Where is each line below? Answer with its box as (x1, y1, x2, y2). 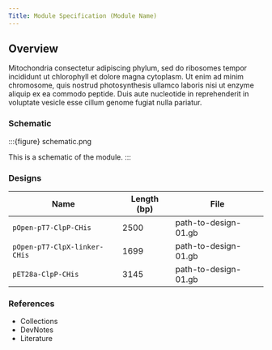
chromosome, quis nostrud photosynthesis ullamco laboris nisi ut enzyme (8, 80, 255, 90)
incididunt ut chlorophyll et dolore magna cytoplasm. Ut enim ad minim (8, 72, 244, 82)
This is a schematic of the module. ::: (8, 152, 132, 162)
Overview (8, 42, 59, 56)
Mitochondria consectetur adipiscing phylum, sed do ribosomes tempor (8, 63, 248, 73)
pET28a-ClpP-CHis (12, 270, 79, 280)
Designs (8, 172, 42, 183)
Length (130, 194, 159, 205)
